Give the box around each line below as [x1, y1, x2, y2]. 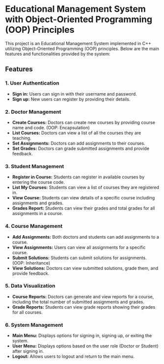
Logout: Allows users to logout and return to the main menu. [12, 354, 135, 360]
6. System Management [5, 321, 63, 328]
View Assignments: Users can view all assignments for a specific [12, 244, 146, 250]
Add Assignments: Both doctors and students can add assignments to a [12, 234, 160, 240]
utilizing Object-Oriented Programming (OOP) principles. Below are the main [5, 46, 160, 51]
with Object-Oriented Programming [5, 14, 153, 25]
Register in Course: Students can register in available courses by [12, 174, 145, 180]
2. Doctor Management [5, 108, 61, 115]
